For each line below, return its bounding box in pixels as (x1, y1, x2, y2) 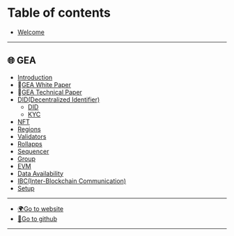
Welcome (17, 28, 45, 36)
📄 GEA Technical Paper (17, 88, 82, 96)
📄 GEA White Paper (17, 80, 72, 88)
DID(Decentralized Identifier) (17, 95, 100, 104)
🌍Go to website (17, 204, 64, 213)
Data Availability (17, 169, 64, 178)
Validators (17, 132, 47, 141)
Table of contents (7, 5, 111, 21)
